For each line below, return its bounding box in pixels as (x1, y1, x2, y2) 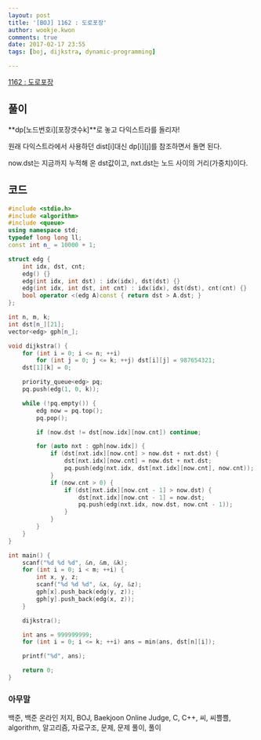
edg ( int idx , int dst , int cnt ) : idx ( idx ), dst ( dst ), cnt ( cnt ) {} (22, 284, 248, 293)
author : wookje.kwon (8, 26, 76, 34)
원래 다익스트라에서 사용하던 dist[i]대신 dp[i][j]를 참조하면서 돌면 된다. (8, 141, 222, 151)
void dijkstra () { (8, 342, 68, 350)
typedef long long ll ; (8, 234, 82, 242)
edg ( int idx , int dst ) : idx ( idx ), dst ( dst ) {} (22, 277, 180, 285)
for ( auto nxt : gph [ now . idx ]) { (36, 443, 146, 450)
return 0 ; (22, 666, 55, 675)
